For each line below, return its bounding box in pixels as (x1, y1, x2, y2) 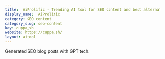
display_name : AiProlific (5, 12, 60, 17)
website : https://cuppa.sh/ (5, 30, 63, 35)
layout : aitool (5, 35, 36, 40)
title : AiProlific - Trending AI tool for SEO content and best (5, 7, 141, 12)
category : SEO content (5, 16, 52, 21)
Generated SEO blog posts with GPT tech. (5, 48, 90, 54)
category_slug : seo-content (5, 21, 63, 26)
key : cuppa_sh (5, 26, 34, 30)
